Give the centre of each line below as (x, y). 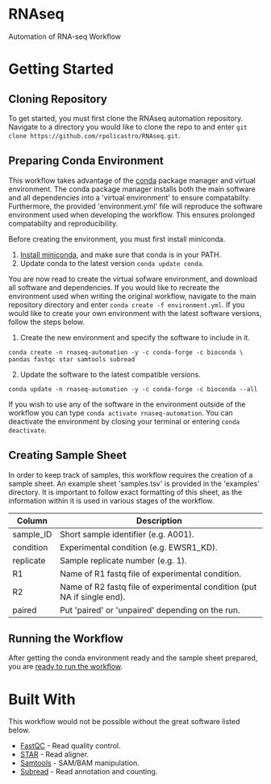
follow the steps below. (47, 322)
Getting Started (61, 69)
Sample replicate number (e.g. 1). (123, 560)
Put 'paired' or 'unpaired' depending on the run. (150, 609)
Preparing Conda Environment (86, 161)
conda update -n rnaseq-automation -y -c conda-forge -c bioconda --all (133, 389)
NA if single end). (93, 596)
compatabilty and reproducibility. (63, 223)
